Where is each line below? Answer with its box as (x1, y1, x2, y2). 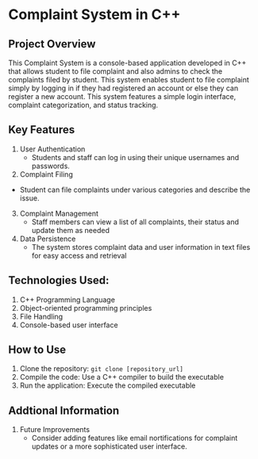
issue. (19, 193, 40, 203)
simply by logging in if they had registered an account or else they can (8, 83, 239, 93)
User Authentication (19, 144, 86, 154)
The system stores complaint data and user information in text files (31, 242, 251, 251)
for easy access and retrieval (31, 251, 127, 260)
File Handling (19, 312, 64, 321)
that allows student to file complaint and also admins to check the (8, 67, 223, 76)
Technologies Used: (8, 273, 110, 287)
